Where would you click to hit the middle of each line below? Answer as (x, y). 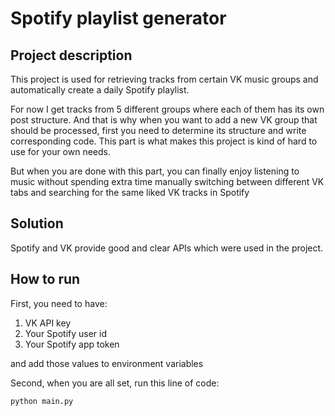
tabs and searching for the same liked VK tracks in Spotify (130, 192)
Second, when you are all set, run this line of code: (115, 383)
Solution (37, 223)
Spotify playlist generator (118, 18)
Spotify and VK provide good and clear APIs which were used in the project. (167, 248)
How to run (45, 279)
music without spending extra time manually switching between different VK (167, 181)
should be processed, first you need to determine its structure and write (158, 130)
